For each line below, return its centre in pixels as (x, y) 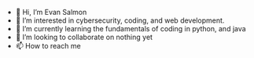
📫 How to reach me (48, 46)
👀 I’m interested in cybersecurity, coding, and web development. (120, 20)
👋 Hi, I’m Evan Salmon (51, 12)
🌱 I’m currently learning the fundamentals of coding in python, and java (131, 29)
